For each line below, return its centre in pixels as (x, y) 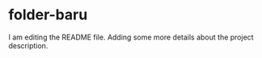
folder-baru (48, 15)
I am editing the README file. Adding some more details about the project (131, 37)
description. (28, 45)
